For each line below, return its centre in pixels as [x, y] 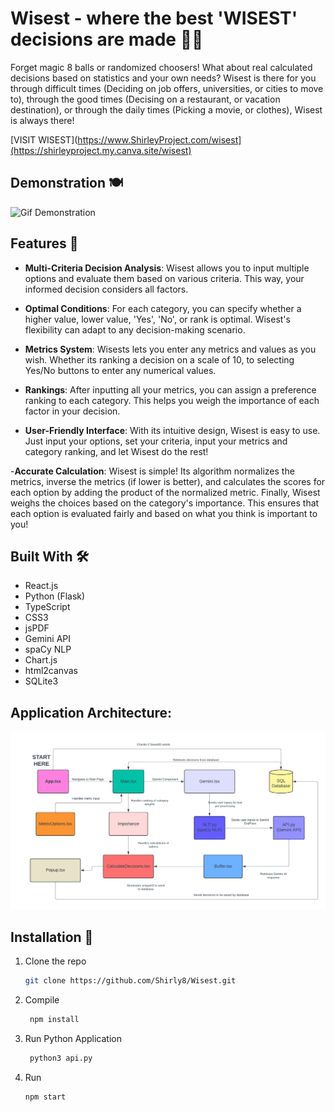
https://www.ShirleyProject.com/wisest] [159, 139]
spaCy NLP [48, 649]
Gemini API [48, 639]
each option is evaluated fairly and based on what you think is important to [164, 513]
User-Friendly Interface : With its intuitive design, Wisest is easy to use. [172, 430]
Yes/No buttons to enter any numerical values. [120, 370]
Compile [42, 999]
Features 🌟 [44, 243]
